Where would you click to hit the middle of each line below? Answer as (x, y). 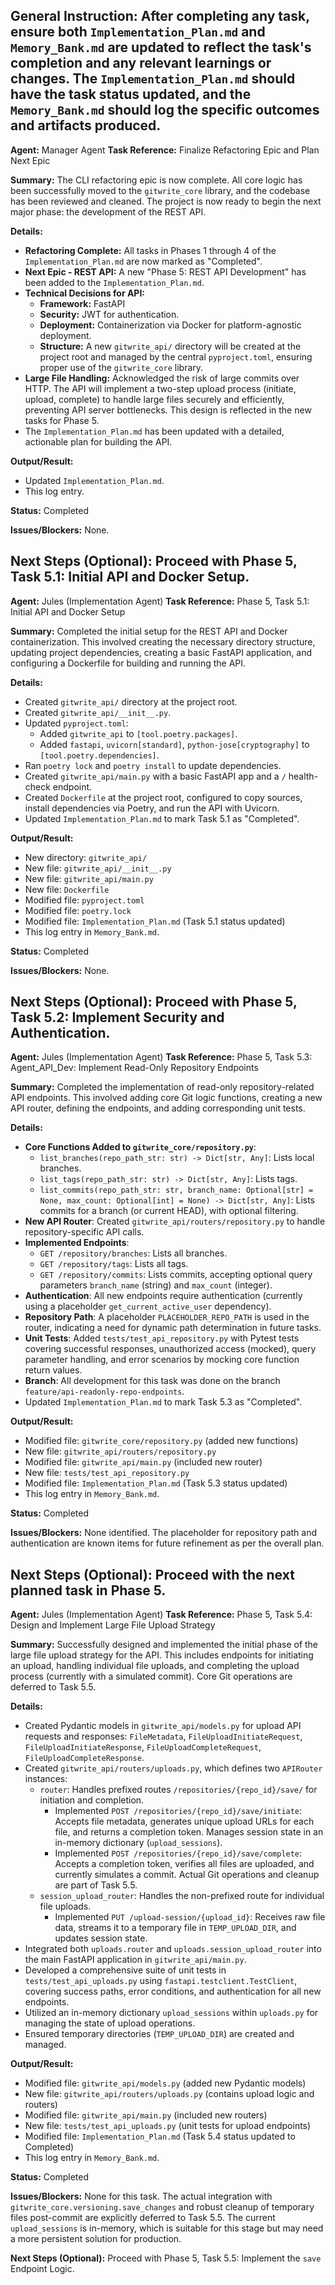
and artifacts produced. (86, 125)
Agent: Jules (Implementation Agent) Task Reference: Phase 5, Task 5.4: (161, 1615)
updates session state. (101, 1938)
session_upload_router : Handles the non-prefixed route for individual (182, 1896)
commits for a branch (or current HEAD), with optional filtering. (169, 1211)
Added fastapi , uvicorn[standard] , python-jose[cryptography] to (174, 744)
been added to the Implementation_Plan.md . (114, 282)
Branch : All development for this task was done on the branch (152, 1381)
